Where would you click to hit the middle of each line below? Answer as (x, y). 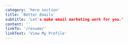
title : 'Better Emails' (30, 15)
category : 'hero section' (33, 10)
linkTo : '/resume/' (26, 29)
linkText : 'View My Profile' (36, 33)
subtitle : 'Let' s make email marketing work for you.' (65, 19)
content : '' (18, 24)
